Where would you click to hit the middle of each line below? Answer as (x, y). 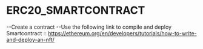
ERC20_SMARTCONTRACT (76, 10)
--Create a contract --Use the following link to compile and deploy (89, 27)
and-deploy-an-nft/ (30, 39)
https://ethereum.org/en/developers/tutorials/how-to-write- (122, 33)
